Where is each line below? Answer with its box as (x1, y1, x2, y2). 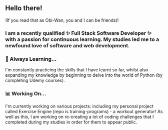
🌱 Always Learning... (5, 55, 57, 62)
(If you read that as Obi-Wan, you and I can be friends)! (5, 17, 119, 23)
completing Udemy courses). (5, 77, 65, 84)
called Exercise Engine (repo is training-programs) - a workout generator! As (5, 109, 163, 115)
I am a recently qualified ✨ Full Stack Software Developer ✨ (5, 29, 151, 36)
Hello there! (5, 4, 42, 12)
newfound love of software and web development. (5, 42, 130, 49)
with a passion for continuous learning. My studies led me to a (5, 36, 159, 43)
